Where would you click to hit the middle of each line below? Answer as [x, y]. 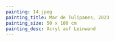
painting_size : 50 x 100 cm [41, 23]
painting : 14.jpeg [29, 12]
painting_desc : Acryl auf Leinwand [51, 29]
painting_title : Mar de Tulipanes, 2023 [58, 17]
